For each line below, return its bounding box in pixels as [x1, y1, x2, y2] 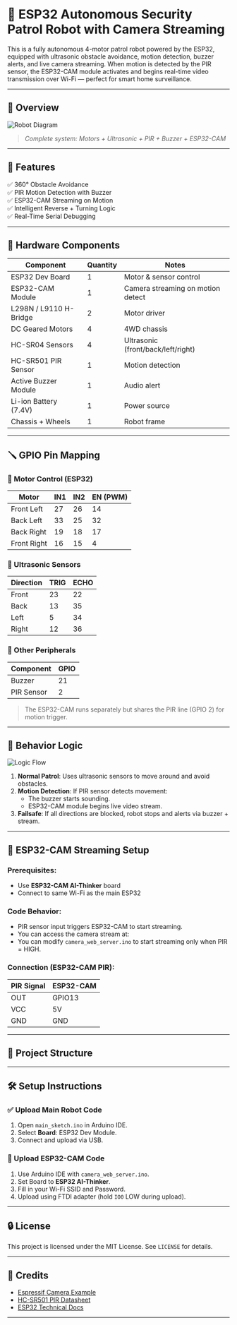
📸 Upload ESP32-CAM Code [7, 1153, 105, 1163]
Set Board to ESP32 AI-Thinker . [17, 1177, 111, 1185]
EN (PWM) [92, 492, 128, 502]
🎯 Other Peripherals [7, 645, 76, 655]
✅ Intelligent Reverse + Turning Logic [7, 204, 116, 212]
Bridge [11, 313, 33, 323]
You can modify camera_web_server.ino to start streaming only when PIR [17, 937, 228, 946]
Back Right [11, 527, 47, 537]
